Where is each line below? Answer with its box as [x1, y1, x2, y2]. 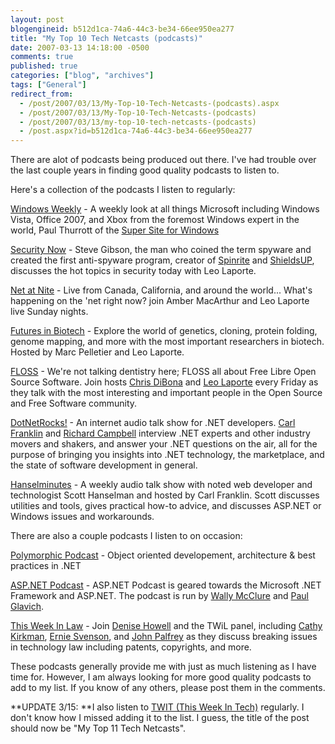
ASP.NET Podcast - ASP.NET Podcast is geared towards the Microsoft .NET [10, 579, 322, 591]
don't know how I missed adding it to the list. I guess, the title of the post [10, 712, 310, 724]
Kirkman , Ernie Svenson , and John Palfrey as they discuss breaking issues [10, 631, 318, 643]
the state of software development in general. [10, 459, 198, 471]
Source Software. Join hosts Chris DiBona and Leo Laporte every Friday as [10, 376, 319, 388]
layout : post [10, 14, 65, 25]
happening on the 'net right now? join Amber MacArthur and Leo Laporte [10, 295, 310, 307]
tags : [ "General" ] [10, 80, 87, 90]
